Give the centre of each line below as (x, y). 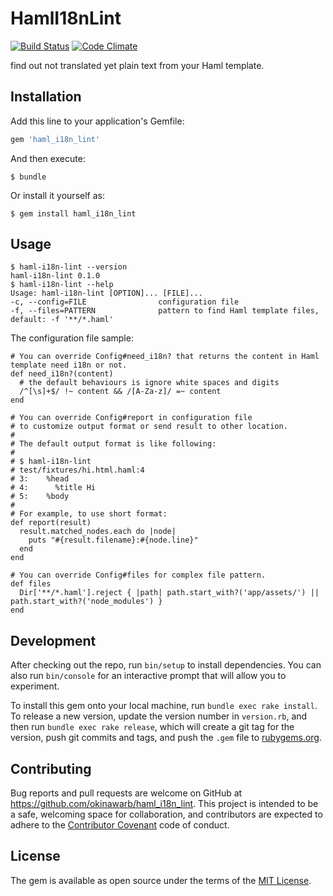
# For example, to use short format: (89, 514)
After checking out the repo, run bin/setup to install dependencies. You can (166, 665)
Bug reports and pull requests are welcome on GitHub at (126, 793)
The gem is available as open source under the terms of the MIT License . (161, 880)
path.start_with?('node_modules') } (86, 602)
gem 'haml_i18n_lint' (55, 139)
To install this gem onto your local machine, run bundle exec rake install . (164, 706)
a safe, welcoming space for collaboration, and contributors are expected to (166, 814)
